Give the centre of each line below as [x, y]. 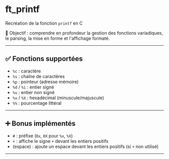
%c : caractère [27, 71]
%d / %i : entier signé [33, 87]
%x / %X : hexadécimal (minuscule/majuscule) [58, 98]
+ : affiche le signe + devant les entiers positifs [60, 141]
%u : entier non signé [33, 92]
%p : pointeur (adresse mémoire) [46, 82]
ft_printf [23, 9]
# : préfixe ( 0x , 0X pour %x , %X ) [43, 136]
